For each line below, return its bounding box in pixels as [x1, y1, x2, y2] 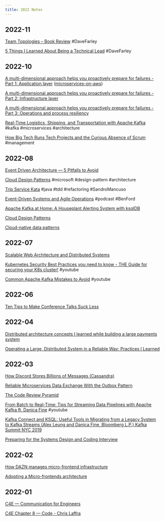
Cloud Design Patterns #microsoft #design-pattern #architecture [5, 177, 136, 183]
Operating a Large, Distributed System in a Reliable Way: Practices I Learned [5, 346, 160, 351]
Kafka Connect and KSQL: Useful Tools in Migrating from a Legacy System [5, 417, 156, 422]
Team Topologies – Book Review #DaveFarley [5, 38, 97, 44]
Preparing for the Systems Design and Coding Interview [5, 437, 118, 443]
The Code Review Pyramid [5, 392, 59, 398]
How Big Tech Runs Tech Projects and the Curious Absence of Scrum [5, 135, 146, 140]
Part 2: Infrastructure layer [5, 96, 59, 102]
